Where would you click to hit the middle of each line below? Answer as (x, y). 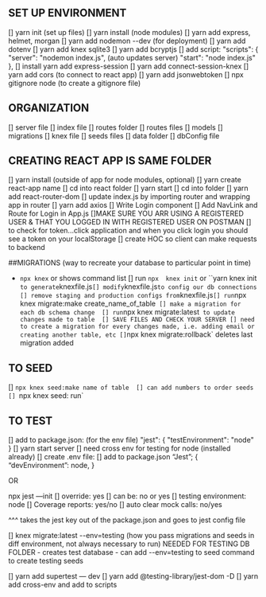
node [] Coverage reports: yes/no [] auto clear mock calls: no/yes (115, 505)
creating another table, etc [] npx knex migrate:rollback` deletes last (136, 334)
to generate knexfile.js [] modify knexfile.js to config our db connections (138, 287)
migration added (46, 343)
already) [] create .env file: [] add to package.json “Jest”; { (103, 457)
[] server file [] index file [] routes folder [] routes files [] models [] (116, 127)
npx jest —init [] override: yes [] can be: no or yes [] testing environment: (127, 496)
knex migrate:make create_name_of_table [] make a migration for (130, 304)
